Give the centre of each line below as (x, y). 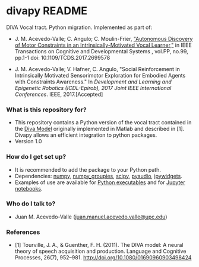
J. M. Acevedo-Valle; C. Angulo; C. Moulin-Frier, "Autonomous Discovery (104, 38)
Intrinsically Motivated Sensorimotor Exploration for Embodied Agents (100, 75)
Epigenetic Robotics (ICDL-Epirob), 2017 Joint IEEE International (93, 88)
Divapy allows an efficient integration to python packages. (86, 135)
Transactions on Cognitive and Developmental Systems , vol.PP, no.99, (101, 51)
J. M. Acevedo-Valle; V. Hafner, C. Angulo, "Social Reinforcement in (97, 69)
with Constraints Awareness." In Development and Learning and (93, 82)
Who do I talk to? (31, 204)
